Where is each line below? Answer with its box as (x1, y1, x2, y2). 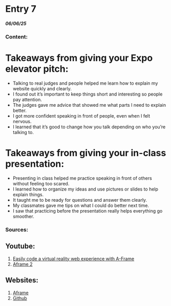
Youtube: (5, 242, 35, 251)
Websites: (5, 276, 38, 285)
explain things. (12, 192, 44, 198)
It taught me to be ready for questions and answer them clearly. (12, 197, 147, 203)
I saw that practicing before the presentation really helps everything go (12, 208, 163, 214)
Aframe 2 (12, 261, 33, 267)
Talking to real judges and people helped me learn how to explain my (12, 80, 158, 86)
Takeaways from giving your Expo (5, 52, 153, 64)
